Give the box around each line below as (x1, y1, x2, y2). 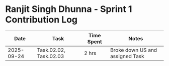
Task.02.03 (37, 53, 64, 60)
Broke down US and (110, 46, 157, 53)
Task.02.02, (37, 46, 65, 53)
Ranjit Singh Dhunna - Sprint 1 (5, 3, 132, 15)
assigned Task (110, 53, 144, 60)
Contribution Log (5, 14, 78, 25)
